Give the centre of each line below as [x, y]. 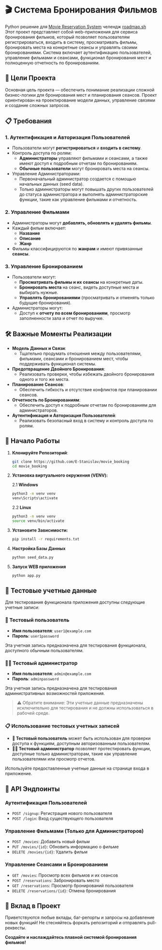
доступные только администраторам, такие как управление [74, 754]
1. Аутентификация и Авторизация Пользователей [67, 138]
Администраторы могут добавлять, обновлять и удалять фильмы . [82, 223]
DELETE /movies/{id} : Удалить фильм [50, 852]
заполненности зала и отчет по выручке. [61, 318]
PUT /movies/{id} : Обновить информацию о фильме [65, 847]
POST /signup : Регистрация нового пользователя [62, 813]
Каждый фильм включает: [39, 228]
